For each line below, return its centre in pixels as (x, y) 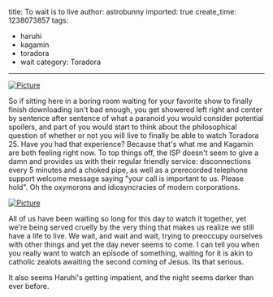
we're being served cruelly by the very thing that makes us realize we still (131, 227)
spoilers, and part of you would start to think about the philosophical (123, 127)
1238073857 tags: (39, 20)
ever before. (29, 286)
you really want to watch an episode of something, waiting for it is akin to (131, 253)
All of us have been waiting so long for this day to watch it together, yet (127, 219)
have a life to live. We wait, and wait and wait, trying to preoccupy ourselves (136, 236)
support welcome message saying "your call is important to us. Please (126, 179)
